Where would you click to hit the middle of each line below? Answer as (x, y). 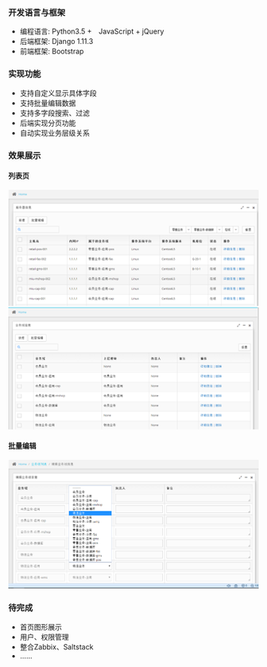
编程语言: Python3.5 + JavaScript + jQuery (92, 31)
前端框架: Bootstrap (52, 51)
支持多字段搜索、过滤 (54, 112)
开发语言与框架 (37, 12)
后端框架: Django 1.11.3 (56, 41)
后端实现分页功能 (48, 123)
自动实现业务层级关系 (54, 132)
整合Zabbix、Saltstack (56, 646)
